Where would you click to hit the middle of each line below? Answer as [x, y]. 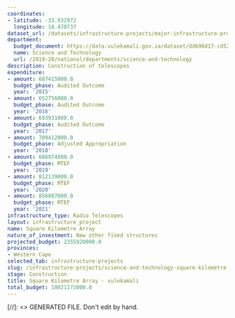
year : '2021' [33, 209]
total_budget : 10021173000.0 [50, 287]
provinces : [23, 248]
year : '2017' [33, 131]
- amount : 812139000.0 [40, 177]
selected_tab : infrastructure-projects [65, 261]
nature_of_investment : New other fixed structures [83, 235]
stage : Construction [37, 274]
